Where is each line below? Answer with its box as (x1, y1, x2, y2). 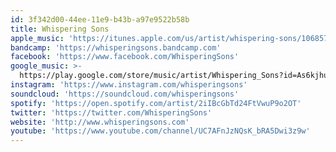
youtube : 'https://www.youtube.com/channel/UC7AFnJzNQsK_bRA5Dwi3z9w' (10, 126, 311, 136)
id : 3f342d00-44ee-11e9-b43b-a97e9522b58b (10, 14, 190, 25)
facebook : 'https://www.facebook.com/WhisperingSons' (10, 52, 240, 62)
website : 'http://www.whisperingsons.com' (10, 117, 190, 127)
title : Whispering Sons (10, 24, 110, 34)
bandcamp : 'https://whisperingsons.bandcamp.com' (10, 42, 222, 53)
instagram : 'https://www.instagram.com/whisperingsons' (10, 80, 248, 90)
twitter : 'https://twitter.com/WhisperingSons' (10, 107, 213, 118)
